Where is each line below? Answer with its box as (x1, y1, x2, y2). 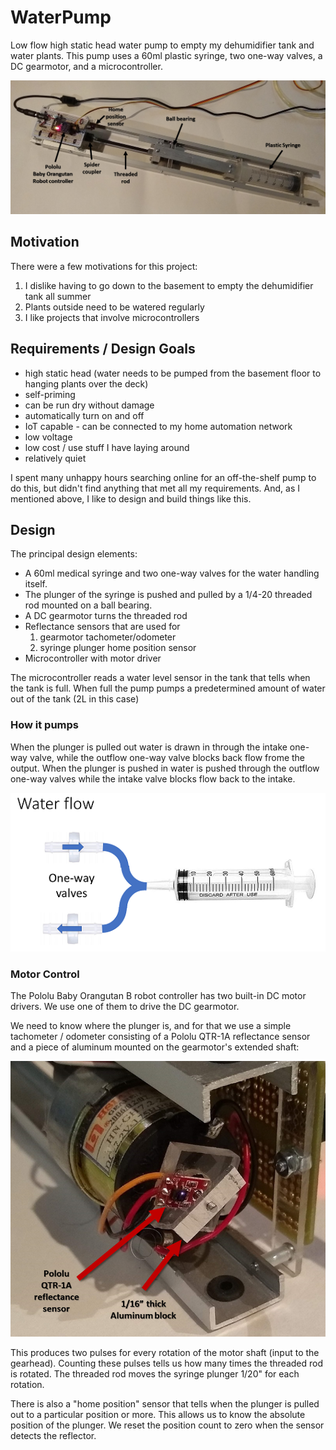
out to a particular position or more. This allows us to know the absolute (10, 1408, 306, 1420)
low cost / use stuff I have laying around (24, 441, 190, 453)
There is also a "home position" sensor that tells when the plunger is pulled (10, 1397, 320, 1410)
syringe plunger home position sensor (39, 642, 197, 654)
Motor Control (10, 967, 80, 981)
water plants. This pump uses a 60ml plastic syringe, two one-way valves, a (10, 49, 323, 61)
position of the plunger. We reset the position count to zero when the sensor (10, 1419, 325, 1431)
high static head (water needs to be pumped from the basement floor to (24, 367, 322, 379)
